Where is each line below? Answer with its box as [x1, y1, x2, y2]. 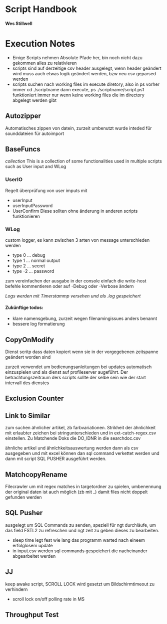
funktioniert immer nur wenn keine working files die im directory [12, 92, 145, 98]
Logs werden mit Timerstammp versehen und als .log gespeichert [5, 292, 141, 299]
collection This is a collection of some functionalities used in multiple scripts [5, 158, 162, 164]
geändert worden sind [5, 354, 51, 360]
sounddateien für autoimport [5, 130, 64, 136]
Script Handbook [5, 4, 77, 15]
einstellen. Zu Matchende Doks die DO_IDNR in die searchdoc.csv [5, 435, 141, 441]
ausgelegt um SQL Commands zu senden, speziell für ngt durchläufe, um [5, 522, 156, 528]
